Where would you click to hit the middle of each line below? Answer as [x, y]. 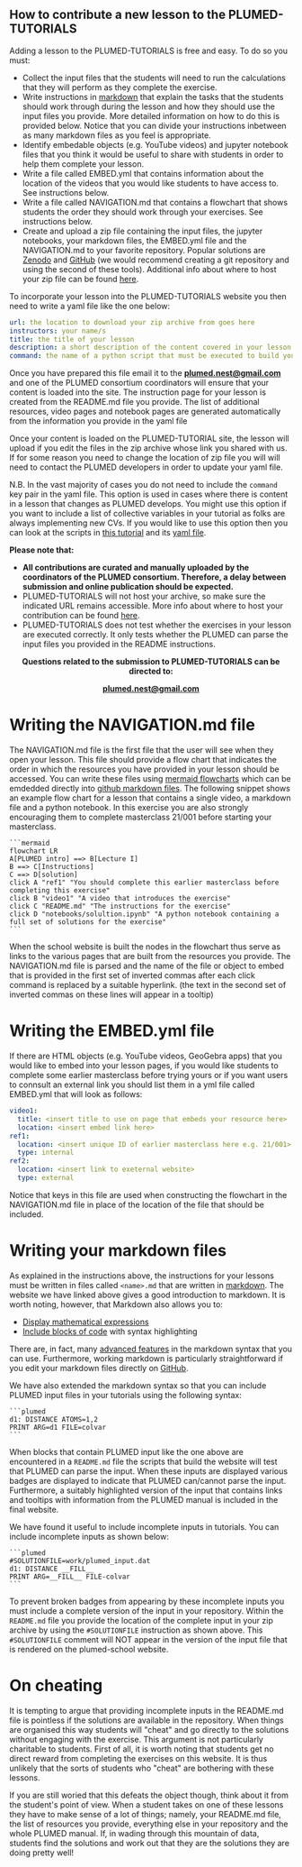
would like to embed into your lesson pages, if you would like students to [144, 1066]
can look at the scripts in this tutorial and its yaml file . [108, 533]
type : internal [46, 1153]
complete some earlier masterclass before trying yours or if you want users [149, 1075]
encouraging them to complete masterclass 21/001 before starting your [141, 817]
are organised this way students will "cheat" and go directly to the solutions [149, 1729]
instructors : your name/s [58, 331]
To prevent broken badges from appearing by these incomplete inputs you [147, 1601]
